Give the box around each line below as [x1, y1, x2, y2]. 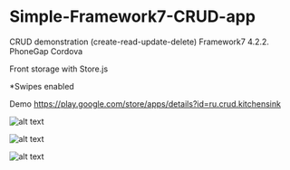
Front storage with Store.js [9, 63, 109, 74]
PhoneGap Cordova [9, 45, 83, 56]
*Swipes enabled [9, 80, 74, 91]
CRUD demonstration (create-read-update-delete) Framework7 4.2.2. [9, 36, 270, 47]
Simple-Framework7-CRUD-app [9, 6, 256, 27]
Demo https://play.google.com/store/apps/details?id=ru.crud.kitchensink [9, 98, 281, 109]
